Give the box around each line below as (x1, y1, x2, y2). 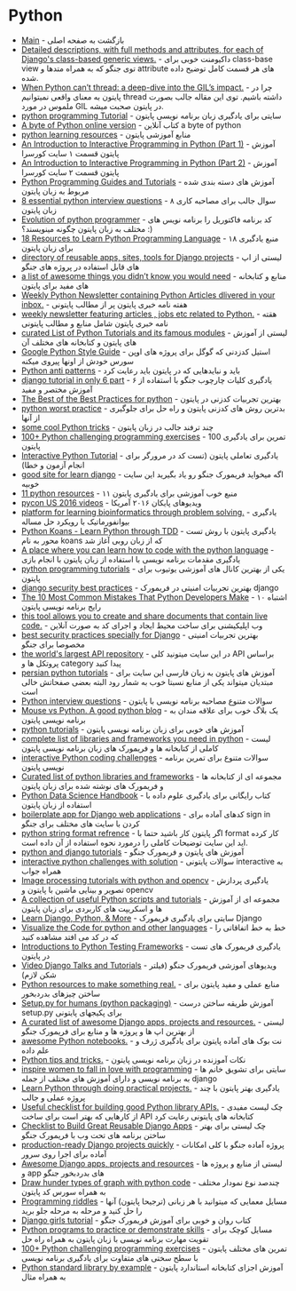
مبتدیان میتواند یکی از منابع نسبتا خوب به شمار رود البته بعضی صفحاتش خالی (20, 676, 274, 687)
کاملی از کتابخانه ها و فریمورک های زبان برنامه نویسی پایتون (20, 743, 219, 753)
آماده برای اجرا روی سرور (20, 1148, 107, 1160)
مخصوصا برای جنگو (20, 639, 86, 649)
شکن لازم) (20, 969, 57, 980)
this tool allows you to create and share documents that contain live (20, 610, 268, 621)
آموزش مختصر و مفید (20, 384, 93, 394)
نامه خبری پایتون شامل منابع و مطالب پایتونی (20, 317, 169, 329)
